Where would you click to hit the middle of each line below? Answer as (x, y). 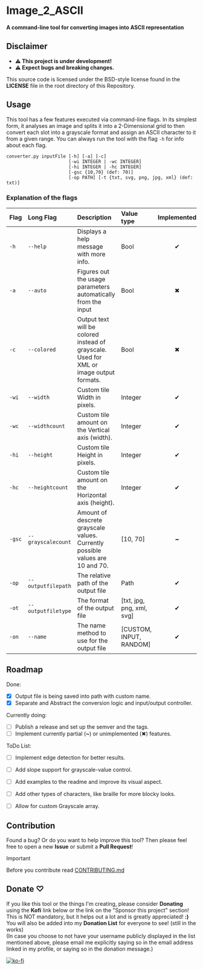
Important (18, 858)
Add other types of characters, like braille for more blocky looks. (95, 794)
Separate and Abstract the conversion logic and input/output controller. (104, 703)
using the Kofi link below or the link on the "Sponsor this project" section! (98, 910)
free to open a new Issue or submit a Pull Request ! (70, 847)
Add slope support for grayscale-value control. (73, 769)
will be (86, 327)
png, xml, (134, 608)
